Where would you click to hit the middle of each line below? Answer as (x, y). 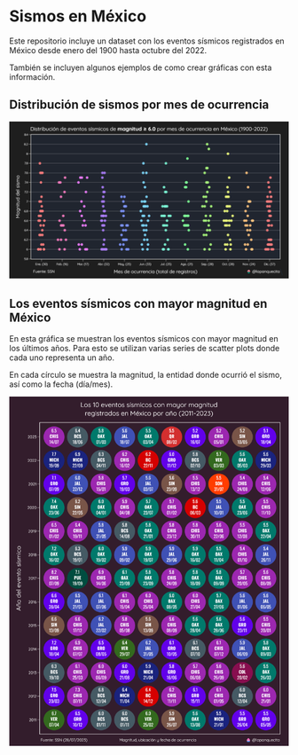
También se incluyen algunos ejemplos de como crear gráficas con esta (141, 67)
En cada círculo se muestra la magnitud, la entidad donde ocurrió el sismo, (145, 375)
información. (32, 76)
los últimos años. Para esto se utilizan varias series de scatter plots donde (145, 349)
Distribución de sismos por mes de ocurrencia (139, 105)
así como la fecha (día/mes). (61, 384)
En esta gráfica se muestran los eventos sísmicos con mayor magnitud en (144, 339)
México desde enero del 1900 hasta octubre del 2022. (108, 50)
